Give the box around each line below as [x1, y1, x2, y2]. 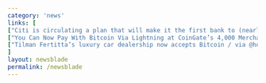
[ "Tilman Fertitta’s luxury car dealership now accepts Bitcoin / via [7, 41, 246, 49]
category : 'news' [7, 11, 65, 20]
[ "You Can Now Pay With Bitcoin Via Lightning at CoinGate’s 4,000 [7, 33, 236, 42]
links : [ [7, 19, 37, 27]
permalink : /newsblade [7, 63, 83, 71]
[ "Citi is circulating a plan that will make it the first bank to [7, 26, 236, 34]
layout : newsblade [7, 56, 68, 64]
